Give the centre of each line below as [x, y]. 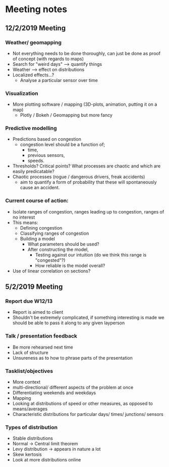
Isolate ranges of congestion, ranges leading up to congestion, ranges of [88, 211]
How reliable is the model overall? [70, 265]
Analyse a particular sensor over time [59, 80]
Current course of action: [37, 201]
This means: [25, 222]
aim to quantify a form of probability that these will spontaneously [89, 182]
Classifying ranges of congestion [54, 233]
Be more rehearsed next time [43, 347]
